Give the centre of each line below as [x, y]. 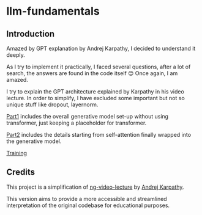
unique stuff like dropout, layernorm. [52, 104]
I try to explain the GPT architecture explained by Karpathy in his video [95, 92]
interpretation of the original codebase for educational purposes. [88, 205]
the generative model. [34, 141]
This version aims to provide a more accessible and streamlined [87, 199]
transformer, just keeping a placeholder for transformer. [77, 123]
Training [17, 153]
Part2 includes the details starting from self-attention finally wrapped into [99, 135]
